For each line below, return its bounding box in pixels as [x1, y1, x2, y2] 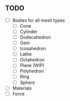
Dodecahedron [19, 34, 51, 40]
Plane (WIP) [19, 62, 44, 68]
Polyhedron [19, 68, 44, 74]
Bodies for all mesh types [12, 17, 65, 23]
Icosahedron [19, 45, 46, 51]
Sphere [19, 79, 35, 85]
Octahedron [19, 57, 45, 63]
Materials [12, 85, 32, 91]
